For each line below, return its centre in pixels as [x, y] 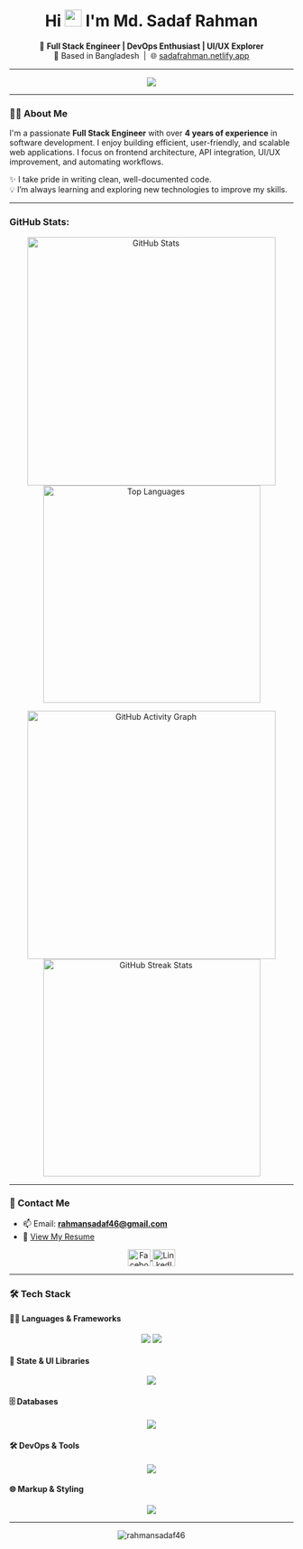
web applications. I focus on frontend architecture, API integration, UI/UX [145, 153]
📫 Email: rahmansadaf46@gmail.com [95, 1223]
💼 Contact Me [40, 1203]
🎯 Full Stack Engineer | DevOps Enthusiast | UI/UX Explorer [151, 46]
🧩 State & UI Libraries [50, 1360]
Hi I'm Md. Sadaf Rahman [151, 21]
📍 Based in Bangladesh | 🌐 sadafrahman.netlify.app [151, 55]
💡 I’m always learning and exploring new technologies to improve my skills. [148, 190]
